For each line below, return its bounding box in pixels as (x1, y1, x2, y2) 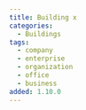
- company (17, 46, 53, 55)
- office (17, 71, 50, 80)
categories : (9, 21, 53, 30)
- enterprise (17, 54, 66, 63)
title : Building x (9, 12, 77, 22)
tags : (9, 37, 29, 47)
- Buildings (17, 29, 62, 38)
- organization (17, 63, 74, 72)
